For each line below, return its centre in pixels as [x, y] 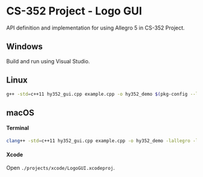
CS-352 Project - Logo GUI [74, 11]
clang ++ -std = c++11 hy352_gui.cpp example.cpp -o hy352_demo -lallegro [98, 141]
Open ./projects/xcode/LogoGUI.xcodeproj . [61, 168]
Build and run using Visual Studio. [48, 61]
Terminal [18, 128]
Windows [24, 47]
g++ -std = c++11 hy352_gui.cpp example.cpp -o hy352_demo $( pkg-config [97, 94]
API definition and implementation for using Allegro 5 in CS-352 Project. [96, 28]
